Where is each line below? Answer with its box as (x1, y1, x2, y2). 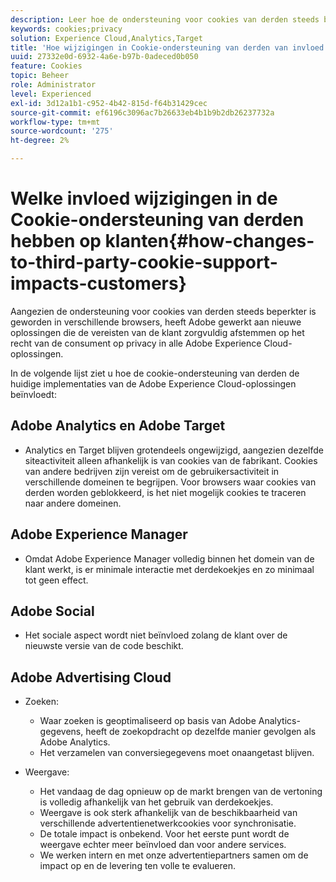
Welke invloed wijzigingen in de (10, 187, 278, 210)
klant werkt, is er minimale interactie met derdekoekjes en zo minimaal (24, 563, 315, 575)
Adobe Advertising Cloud (10, 669, 172, 686)
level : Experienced (10, 89, 92, 99)
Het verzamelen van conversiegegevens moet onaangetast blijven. (39, 747, 315, 759)
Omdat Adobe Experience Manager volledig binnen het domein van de (24, 552, 315, 565)
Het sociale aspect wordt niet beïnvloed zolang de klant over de (24, 629, 288, 641)
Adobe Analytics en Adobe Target (10, 417, 226, 435)
